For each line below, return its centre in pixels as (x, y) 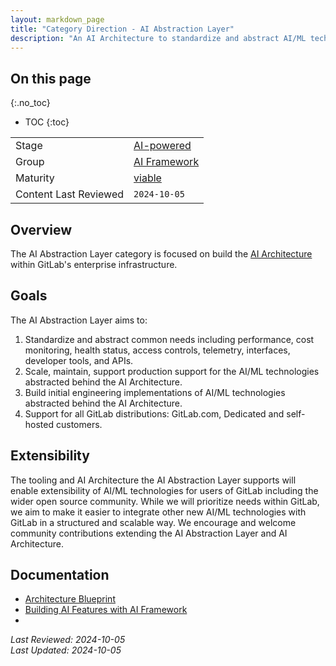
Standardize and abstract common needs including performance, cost (169, 339)
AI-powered (162, 146)
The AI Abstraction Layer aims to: (79, 320)
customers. (79, 424)
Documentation (60, 575)
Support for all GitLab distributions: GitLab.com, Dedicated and (154, 413)
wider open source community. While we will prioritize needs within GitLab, (165, 501)
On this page (51, 78)
